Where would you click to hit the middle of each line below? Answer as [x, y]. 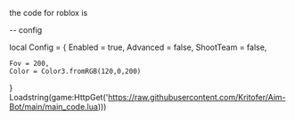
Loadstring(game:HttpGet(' [59, 97]
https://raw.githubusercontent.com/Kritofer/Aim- [197, 97]
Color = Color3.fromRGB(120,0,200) [75, 71]
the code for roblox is [49, 13]
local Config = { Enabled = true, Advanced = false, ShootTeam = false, [138, 47]
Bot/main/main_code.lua [53, 107]
